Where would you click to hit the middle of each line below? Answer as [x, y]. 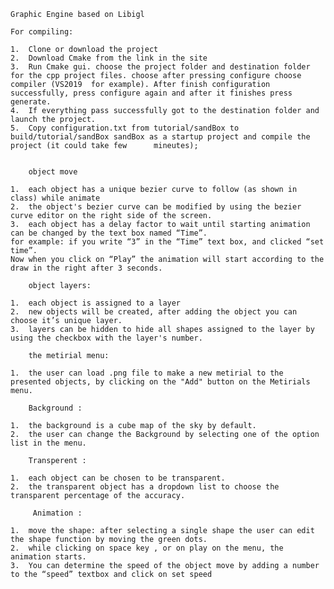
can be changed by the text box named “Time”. [109, 233]
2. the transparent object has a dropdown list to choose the [145, 487]
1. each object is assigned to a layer [96, 303]
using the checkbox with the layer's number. [106, 338]
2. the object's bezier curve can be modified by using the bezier [156, 207]
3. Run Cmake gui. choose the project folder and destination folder [160, 67]
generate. [31, 102]
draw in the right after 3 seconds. [86, 268]
